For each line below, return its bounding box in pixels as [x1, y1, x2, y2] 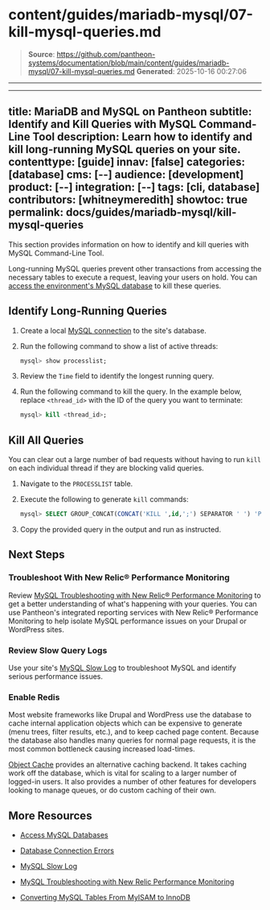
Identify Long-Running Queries [8, 304, 167, 318]
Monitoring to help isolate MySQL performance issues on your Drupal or [8, 616, 247, 626]
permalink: [8, 205, 64, 219]
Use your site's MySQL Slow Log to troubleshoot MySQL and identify [8, 663, 237, 672]
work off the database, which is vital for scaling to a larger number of [8, 768, 237, 778]
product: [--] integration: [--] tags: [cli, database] [8, 180, 260, 194]
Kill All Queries [8, 433, 84, 447]
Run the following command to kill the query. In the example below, [19, 387, 243, 396]
